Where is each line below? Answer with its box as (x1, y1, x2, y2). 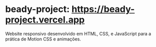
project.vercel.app (5, 14, 85, 25)
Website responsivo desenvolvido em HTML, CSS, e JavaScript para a (5, 30, 151, 36)
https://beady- (71, 3, 135, 15)
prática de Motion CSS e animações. (5, 36, 81, 42)
